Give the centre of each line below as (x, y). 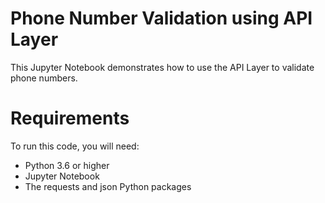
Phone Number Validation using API (161, 18)
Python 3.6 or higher (67, 165)
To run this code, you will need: (75, 146)
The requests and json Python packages (108, 186)
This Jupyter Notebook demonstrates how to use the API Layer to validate (162, 67)
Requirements (70, 118)
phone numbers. (44, 78)
